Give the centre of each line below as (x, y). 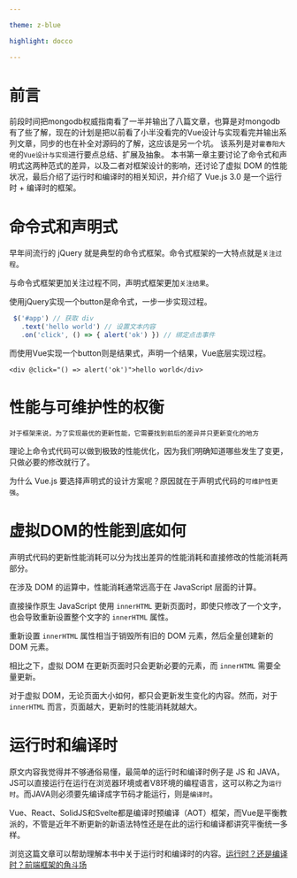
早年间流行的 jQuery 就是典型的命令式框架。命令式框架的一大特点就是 (136, 253)
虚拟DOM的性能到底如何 (98, 531)
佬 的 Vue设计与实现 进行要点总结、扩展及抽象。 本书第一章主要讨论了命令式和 (145, 155)
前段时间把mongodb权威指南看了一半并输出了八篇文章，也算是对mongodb (145, 121)
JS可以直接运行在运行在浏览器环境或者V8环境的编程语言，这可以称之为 (139, 782)
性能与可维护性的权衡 (87, 408)
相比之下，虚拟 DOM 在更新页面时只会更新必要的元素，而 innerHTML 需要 (141, 666)
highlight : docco (41, 41)
